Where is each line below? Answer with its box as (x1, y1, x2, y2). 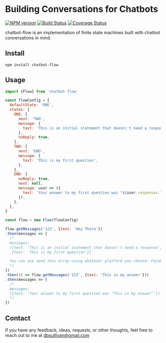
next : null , (18, 181, 43, 186)
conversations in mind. (5, 35, 51, 41)
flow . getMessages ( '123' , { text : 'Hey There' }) (5, 227, 103, 232)
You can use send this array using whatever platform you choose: (9, 259, 149, 264)
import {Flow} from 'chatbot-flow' (5, 89, 79, 94)
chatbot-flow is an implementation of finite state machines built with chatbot (5, 29, 161, 35)
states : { (9, 107, 30, 112)
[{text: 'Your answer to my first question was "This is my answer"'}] (9, 291, 161, 296)
